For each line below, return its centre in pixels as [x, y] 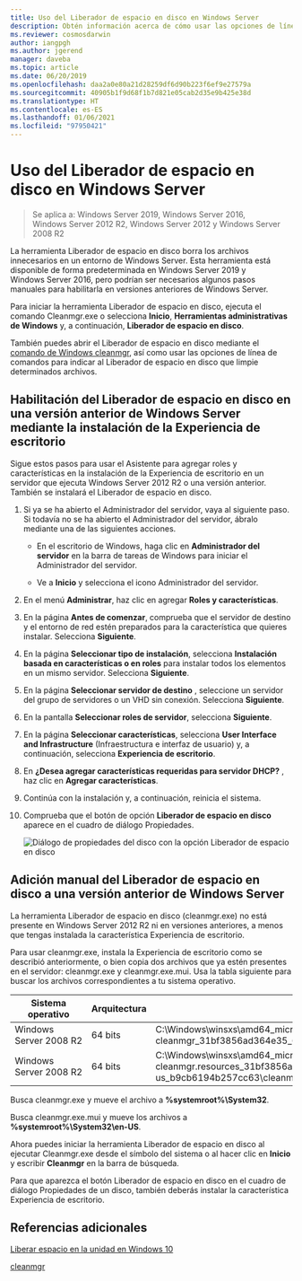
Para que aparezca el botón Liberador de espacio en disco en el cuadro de [148, 1180]
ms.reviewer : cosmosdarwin [60, 34]
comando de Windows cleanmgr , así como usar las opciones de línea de [144, 352]
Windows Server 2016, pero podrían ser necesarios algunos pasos [133, 279]
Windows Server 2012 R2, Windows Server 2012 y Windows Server [156, 224]
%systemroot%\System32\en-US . [76, 1127]
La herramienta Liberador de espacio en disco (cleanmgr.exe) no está [139, 916]
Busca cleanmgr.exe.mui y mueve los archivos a [99, 1117]
